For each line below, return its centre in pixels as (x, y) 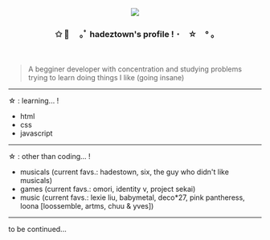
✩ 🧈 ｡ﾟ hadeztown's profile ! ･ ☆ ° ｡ (135, 34)
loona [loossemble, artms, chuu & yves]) (87, 206)
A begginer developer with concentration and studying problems (135, 69)
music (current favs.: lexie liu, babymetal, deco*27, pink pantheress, (132, 197)
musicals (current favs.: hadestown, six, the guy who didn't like (124, 172)
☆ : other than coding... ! (49, 157)
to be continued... (37, 230)
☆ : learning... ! (34, 101)
